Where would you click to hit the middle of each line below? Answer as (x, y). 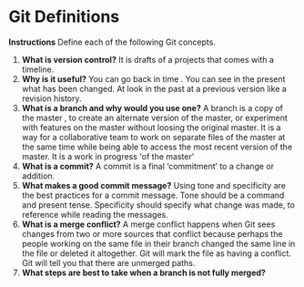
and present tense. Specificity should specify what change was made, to (158, 205)
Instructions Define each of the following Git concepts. (112, 42)
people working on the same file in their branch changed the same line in (158, 243)
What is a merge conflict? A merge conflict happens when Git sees (148, 224)
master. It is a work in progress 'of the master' (108, 156)
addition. (38, 176)
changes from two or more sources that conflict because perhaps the (152, 233)
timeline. (38, 69)
